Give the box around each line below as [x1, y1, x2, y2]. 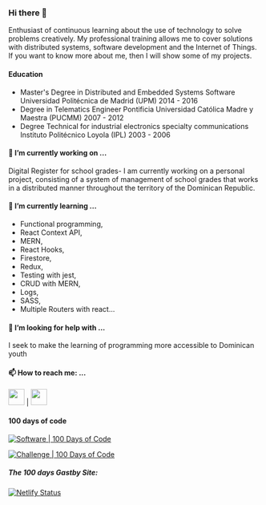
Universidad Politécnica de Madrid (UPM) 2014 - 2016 [19, 95, 199, 105]
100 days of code [8, 416, 66, 426]
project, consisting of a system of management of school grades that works [8, 174, 259, 184]
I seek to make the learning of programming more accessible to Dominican [8, 341, 255, 350]
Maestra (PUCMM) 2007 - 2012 [19, 112, 124, 123]
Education [8, 69, 43, 79]
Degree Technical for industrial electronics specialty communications [19, 121, 249, 131]
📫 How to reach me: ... [8, 368, 87, 378]
